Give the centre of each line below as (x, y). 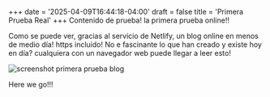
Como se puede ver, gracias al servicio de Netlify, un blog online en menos (134, 36)
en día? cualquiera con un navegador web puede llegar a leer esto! (120, 53)
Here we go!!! (31, 84)
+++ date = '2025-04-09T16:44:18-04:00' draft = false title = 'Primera (126, 12)
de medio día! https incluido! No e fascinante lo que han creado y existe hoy (135, 44)
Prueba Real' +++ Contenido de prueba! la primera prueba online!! (119, 20)
